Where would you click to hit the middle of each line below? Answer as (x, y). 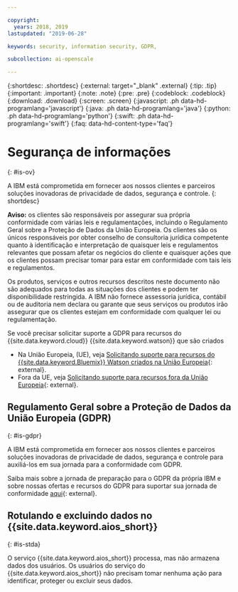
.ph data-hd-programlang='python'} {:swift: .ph (77, 116)
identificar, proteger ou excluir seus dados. (70, 581)
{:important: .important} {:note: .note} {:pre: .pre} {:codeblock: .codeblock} (117, 93)
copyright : (23, 20)
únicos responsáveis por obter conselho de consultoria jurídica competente (118, 238)
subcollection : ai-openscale (50, 59)
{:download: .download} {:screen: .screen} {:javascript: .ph (93, 101)
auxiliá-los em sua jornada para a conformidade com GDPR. (95, 464)
